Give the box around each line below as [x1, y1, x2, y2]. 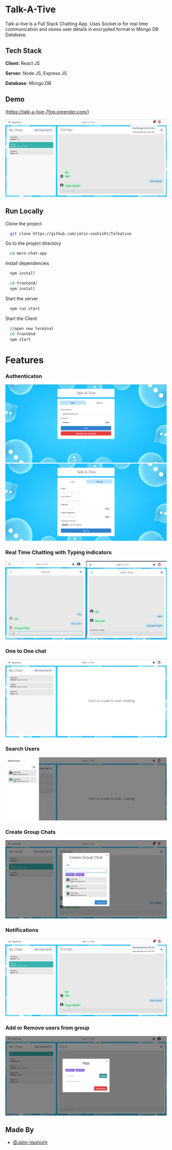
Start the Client [5, 315, 37, 321]
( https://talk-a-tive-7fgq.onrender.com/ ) [5, 109, 90, 115]
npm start [10, 337, 31, 342]
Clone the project [5, 220, 42, 227]
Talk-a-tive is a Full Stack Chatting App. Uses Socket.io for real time [5, 21, 148, 27]
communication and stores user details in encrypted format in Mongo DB [5, 26, 159, 32]
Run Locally [5, 207, 44, 215]
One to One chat [5, 648, 47, 655]
